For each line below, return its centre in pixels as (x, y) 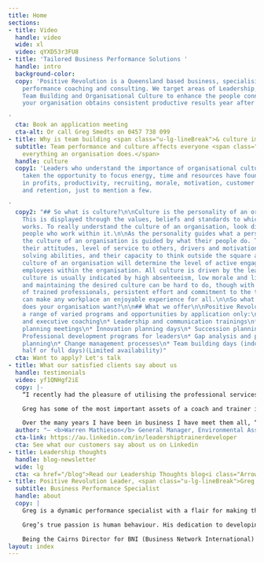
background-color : (46, 74)
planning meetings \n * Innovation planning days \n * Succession (126, 329)
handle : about (38, 496)
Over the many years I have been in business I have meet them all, (137, 423)
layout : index (31, 546)
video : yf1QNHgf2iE (47, 380)
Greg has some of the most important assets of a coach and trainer (137, 409)
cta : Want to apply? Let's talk (68, 358)
